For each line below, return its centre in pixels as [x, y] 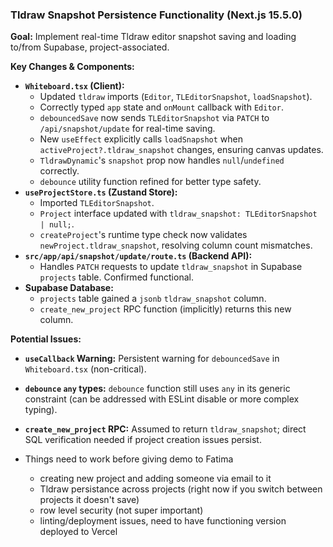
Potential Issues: [46, 339]
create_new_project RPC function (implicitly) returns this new [165, 309]
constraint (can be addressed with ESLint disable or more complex [162, 399]
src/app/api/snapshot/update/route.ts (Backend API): [138, 256]
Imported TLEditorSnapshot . [97, 203]
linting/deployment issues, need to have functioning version [163, 521]
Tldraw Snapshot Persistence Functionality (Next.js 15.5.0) [156, 15]
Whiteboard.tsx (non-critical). [85, 369]
